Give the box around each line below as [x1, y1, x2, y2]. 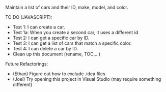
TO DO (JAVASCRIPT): [5, 14, 52, 20]
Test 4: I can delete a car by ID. [12, 46, 78, 51]
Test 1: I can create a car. [12, 24, 65, 30]
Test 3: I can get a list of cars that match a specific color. [12, 40, 132, 46]
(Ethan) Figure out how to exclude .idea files [12, 71, 105, 77]
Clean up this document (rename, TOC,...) [12, 51, 101, 57]
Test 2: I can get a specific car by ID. [12, 35, 90, 41]
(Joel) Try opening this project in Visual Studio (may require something [12, 76, 161, 82]
